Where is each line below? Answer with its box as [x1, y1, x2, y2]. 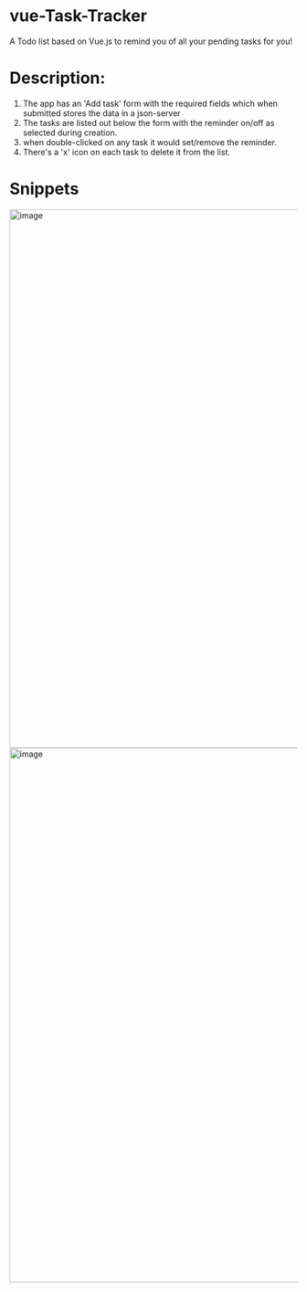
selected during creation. [22, 127, 118, 138]
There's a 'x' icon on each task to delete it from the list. [22, 146, 231, 157]
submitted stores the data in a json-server [22, 107, 181, 119]
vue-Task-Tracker [9, 5, 148, 26]
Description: [9, 68, 106, 89]
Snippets [9, 179, 79, 199]
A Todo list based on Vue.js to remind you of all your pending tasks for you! [9, 36, 293, 47]
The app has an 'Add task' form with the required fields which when [22, 98, 279, 109]
